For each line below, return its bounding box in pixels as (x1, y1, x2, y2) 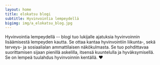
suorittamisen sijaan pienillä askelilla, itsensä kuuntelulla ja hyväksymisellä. (5, 49, 154, 55)
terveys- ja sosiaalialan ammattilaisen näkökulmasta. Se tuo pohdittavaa (5, 44, 149, 50)
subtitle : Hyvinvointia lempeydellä (5, 16, 79, 21)
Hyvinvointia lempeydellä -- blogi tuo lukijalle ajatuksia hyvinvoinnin (5, 34, 140, 40)
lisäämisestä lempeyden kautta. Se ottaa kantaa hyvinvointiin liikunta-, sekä (5, 39, 156, 45)
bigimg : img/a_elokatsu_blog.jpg (5, 20, 73, 26)
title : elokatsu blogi (5, 12, 51, 16)
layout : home (5, 7, 32, 12)
